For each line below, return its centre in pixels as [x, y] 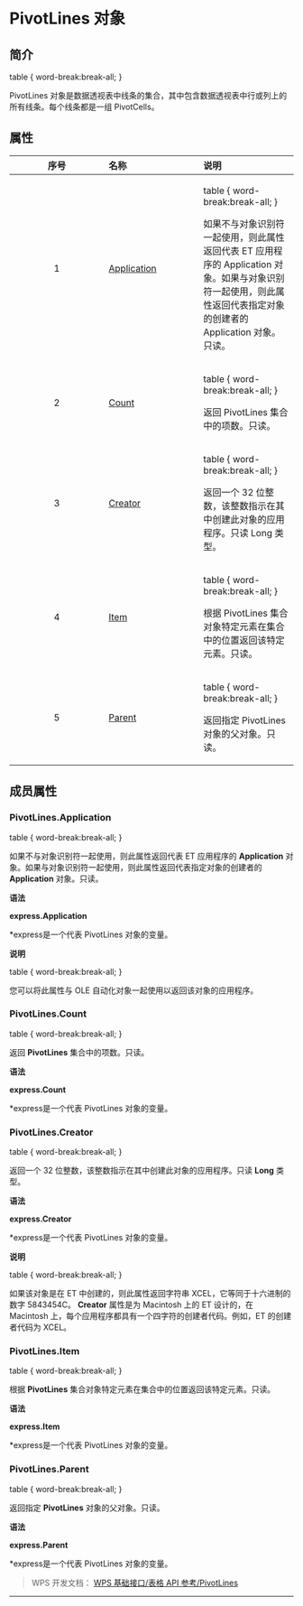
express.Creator [41, 1219]
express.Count [37, 1090]
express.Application [48, 915]
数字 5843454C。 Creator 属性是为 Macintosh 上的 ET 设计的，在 [132, 1304]
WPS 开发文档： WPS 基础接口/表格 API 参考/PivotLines [135, 1583]
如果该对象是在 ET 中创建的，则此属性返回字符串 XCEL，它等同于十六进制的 [150, 1294]
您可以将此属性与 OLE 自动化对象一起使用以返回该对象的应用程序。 [134, 990]
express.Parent [39, 1545]
